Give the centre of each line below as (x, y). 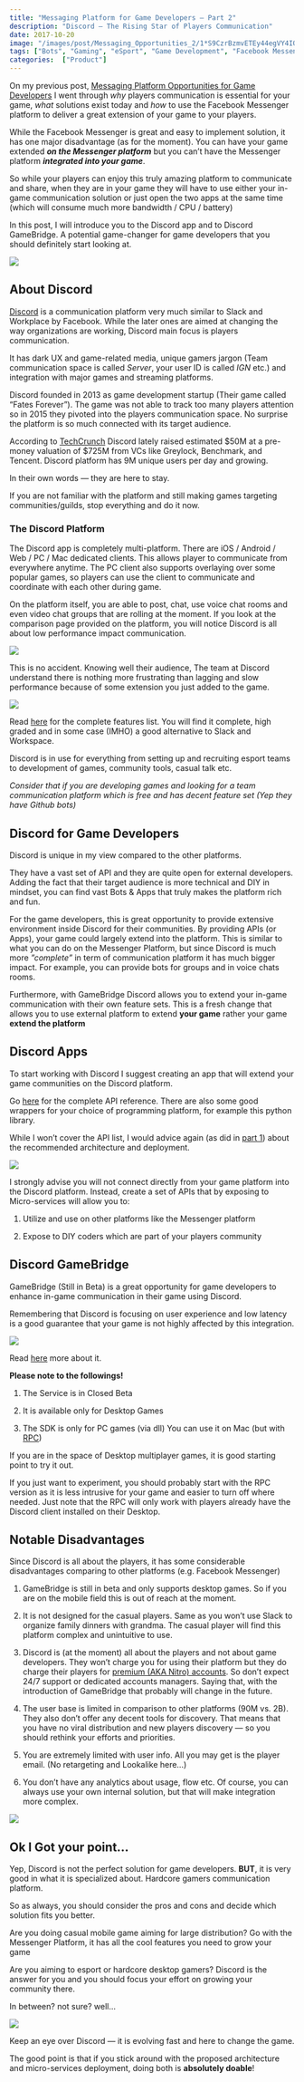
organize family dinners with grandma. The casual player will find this (152, 1625)
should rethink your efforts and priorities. (99, 1738)
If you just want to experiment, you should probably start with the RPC (140, 1482)
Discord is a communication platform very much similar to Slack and (136, 311)
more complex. (50, 1802)
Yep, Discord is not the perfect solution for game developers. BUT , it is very (150, 1869)
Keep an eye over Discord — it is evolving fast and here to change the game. (152, 2041)
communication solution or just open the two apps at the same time (157, 198)
